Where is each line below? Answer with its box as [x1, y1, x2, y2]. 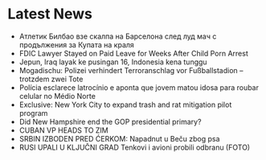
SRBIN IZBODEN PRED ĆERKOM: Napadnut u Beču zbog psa [18, 133, 220, 143]
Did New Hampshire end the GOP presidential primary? [18, 117, 202, 126]
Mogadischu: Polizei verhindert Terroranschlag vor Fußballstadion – [18, 65, 243, 75]
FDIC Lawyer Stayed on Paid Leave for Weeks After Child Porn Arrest [18, 48, 248, 58]
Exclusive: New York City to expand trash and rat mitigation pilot [18, 100, 232, 109]
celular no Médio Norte [18, 91, 96, 101]
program [18, 108, 48, 117]
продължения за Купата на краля [18, 39, 134, 49]
